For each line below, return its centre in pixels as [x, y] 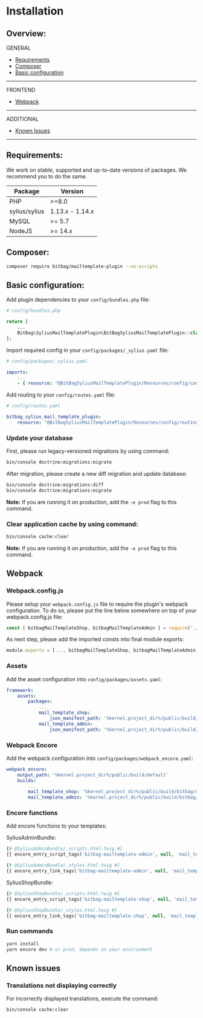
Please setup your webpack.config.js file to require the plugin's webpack [97, 604]
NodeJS [21, 231]
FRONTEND [21, 90]
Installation [35, 11]
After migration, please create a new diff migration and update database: [97, 473]
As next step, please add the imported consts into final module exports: [95, 640]
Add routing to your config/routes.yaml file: [61, 395]
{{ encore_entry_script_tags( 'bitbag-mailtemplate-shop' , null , [89, 899]
